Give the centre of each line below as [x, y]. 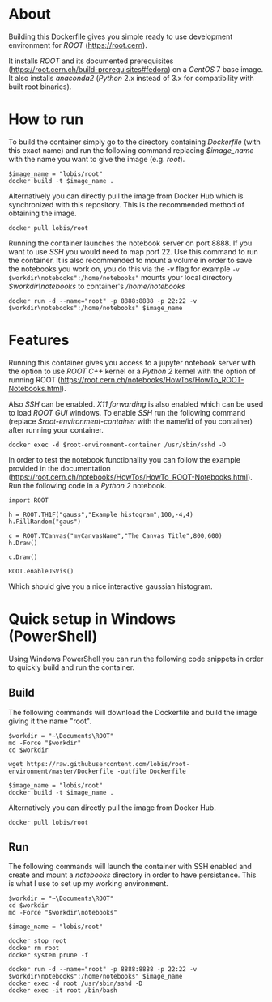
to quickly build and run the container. [72, 667]
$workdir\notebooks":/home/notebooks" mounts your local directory [121, 277]
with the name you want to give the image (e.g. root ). [97, 159]
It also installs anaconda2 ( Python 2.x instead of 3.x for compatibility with [132, 78]
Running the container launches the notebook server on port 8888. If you [130, 243]
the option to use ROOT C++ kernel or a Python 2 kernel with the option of [132, 371]
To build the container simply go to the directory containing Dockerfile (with [134, 142]
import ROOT [28, 500]
